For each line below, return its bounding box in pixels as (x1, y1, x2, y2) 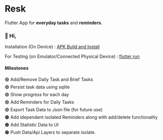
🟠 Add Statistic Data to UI (5, 122, 59, 128)
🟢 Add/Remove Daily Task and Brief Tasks (5, 77, 94, 83)
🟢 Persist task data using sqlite (5, 84, 70, 90)
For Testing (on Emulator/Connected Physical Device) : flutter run (5, 53, 140, 59)
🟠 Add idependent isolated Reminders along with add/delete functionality (5, 114, 158, 120)
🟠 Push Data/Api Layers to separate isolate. (5, 129, 96, 135)
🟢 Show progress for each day (5, 92, 69, 98)
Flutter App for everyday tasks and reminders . (5, 20, 103, 26)
